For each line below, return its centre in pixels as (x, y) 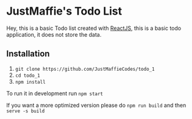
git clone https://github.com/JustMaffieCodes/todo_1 (85, 69)
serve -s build (26, 111)
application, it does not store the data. (54, 34)
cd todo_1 (28, 75)
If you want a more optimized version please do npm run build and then (96, 105)
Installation (28, 54)
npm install (30, 82)
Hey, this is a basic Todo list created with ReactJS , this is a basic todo (94, 28)
